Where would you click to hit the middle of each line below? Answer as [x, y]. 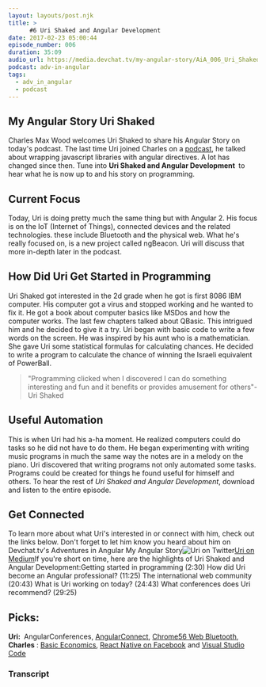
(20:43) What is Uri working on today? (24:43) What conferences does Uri [129, 584]
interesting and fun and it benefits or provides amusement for [128, 387]
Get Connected [46, 515]
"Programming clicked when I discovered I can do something [127, 378]
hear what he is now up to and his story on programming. [102, 174]
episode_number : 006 [42, 45]
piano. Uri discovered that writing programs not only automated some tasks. [132, 464]
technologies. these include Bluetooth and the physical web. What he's [124, 235]
